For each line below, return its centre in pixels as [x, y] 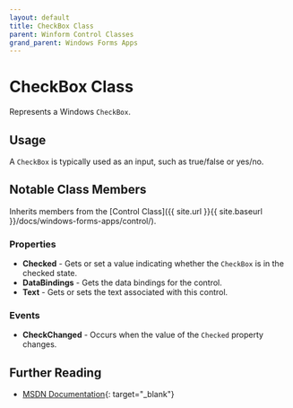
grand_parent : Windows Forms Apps [74, 43]
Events [25, 316]
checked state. [50, 273]
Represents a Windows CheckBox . [70, 112]
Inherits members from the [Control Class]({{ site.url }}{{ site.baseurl [136, 211]
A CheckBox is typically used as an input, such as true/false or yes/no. [137, 161]
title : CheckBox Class [52, 26]
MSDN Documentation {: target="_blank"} [98, 395]
